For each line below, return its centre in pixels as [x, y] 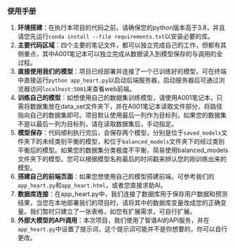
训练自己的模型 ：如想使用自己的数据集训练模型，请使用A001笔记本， [117, 98]
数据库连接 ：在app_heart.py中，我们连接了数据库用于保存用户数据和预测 [122, 194]
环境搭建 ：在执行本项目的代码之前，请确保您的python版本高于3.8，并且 [121, 28]
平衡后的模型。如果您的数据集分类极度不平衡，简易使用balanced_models [123, 150]
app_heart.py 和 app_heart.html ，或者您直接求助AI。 [92, 185]
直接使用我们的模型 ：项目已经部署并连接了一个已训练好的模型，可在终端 [122, 71]
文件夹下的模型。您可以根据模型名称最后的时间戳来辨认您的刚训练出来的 [122, 159]
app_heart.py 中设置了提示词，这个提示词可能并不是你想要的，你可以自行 [122, 229]
